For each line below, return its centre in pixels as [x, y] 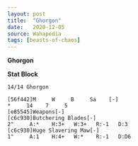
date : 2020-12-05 [36, 27]
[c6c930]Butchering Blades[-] [52, 118]
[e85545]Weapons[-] [36, 112]
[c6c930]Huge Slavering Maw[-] [53, 131]
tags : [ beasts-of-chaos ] [44, 40]
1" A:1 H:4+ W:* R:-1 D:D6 [69, 137]
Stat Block [23, 74]
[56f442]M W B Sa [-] [63, 100]
